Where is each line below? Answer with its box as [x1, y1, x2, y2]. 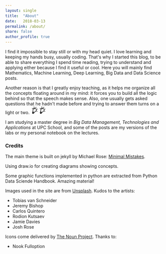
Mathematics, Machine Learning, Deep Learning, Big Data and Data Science [5, 70, 161, 76]
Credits [5, 142, 23, 149]
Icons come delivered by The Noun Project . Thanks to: [5, 234, 117, 240]
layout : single [5, 8, 37, 13]
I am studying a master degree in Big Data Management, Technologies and [5, 119, 159, 125]
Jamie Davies [12, 219, 40, 225]
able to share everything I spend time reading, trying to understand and [5, 59, 152, 65]
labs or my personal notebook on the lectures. [5, 130, 99, 136]
